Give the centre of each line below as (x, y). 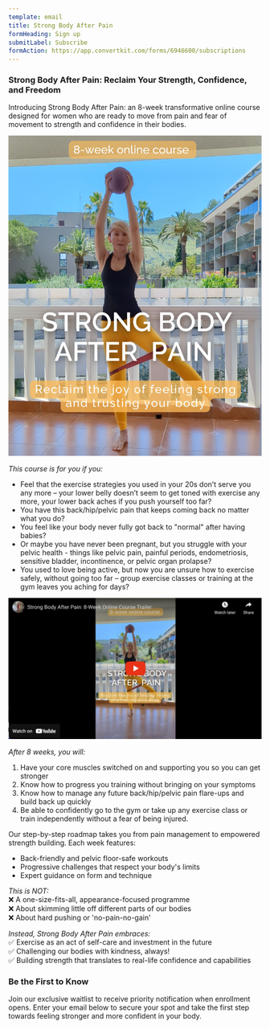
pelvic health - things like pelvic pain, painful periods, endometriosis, (134, 552)
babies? (33, 535)
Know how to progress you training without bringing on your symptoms (137, 785)
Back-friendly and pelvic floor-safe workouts (94, 859)
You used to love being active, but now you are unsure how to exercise (137, 570)
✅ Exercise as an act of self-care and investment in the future (110, 942)
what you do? (43, 518)
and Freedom (35, 90)
